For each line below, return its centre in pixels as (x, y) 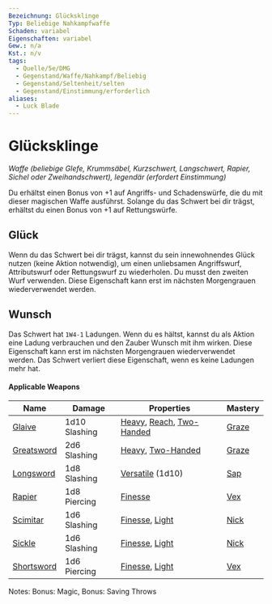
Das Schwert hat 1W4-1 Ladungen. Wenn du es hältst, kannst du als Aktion (132, 334)
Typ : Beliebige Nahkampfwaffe (59, 23)
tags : (17, 61)
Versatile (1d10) (152, 473)
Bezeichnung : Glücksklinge (54, 16)
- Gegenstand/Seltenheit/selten (70, 83)
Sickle (24, 543)
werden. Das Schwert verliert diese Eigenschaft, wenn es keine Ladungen (132, 360)
